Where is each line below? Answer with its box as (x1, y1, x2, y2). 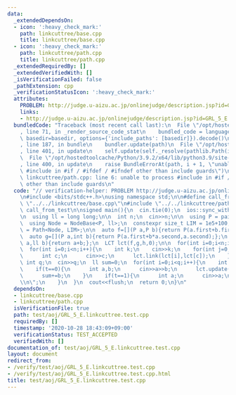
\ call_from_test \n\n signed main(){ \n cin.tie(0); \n (20, 207, 181, 214)
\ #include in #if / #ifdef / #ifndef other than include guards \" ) (20, 167, 225, 175)
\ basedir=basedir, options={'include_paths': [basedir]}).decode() (20, 134, 225, 142)
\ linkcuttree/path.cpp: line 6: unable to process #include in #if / (20, 174, 231, 181)
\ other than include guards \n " (20, 180, 114, 187)
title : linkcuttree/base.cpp (20, 37, 105, 44)
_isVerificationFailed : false (13, 75, 102, 83)
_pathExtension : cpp (13, 82, 74, 89)
